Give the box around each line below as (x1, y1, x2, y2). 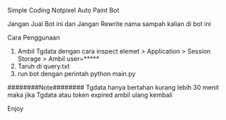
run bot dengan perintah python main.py (17, 70, 136, 78)
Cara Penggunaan (7, 33, 60, 42)
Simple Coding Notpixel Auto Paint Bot (7, 6, 120, 14)
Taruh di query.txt (17, 62, 70, 70)
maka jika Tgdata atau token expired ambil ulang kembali (7, 91, 173, 99)
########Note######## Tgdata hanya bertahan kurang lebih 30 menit (7, 83, 220, 91)
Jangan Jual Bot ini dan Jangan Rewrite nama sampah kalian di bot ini (7, 20, 211, 28)
